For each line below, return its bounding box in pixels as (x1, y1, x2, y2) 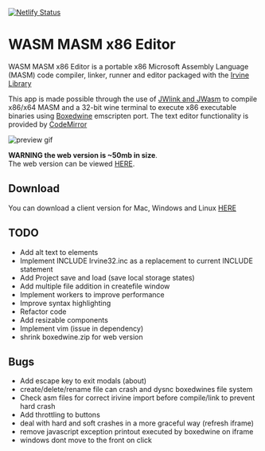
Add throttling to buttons (19, 410, 101, 420)
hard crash (19, 402, 56, 411)
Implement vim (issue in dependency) (19, 324, 144, 333)
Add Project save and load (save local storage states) (19, 273, 195, 282)
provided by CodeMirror (8, 120, 88, 129)
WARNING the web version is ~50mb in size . (8, 150, 158, 159)
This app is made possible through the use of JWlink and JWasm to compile (8, 94, 257, 104)
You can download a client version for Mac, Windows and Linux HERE (8, 203, 237, 213)
